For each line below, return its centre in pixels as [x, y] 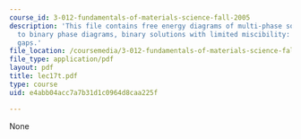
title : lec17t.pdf [43, 76]
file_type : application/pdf [62, 59]
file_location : [38, 51]
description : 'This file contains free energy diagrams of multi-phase [146, 26]
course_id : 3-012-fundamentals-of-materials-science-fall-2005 [130, 17]
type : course [34, 84]
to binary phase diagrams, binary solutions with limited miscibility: [154, 34]
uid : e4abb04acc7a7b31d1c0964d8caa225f [84, 92]
